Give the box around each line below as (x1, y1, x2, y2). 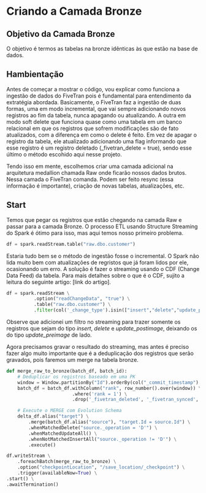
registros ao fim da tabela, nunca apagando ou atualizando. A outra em (6, 112, 186, 119)
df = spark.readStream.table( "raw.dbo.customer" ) (6, 241, 136, 247)
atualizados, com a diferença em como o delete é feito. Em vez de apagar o (6, 131, 197, 139)
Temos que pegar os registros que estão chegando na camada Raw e (6, 216, 182, 223)
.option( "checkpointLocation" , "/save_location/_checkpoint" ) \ (17, 464, 185, 470)
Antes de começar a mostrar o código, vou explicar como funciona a (6, 85, 180, 93)
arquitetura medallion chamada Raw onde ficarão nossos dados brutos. (6, 169, 187, 176)
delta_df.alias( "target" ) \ (17, 413, 89, 419)
